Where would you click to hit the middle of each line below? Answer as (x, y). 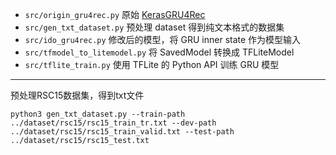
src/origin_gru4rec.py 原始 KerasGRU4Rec (115, 14)
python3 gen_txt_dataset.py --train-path (98, 114)
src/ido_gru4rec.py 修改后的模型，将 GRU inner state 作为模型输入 (163, 39)
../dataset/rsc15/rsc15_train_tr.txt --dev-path (113, 123)
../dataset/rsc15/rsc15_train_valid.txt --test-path (122, 132)
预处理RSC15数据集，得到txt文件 (77, 95)
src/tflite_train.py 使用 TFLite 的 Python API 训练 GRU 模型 (152, 64)
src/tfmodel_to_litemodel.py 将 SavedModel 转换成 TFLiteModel (159, 52)
